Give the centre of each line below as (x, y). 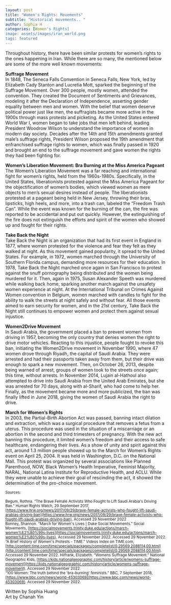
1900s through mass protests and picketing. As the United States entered (82, 117)
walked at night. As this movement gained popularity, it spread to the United (85, 251)
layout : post (19, 10)
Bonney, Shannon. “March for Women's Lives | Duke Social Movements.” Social (75, 524)
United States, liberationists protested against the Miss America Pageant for (85, 182)
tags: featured (21, 39)
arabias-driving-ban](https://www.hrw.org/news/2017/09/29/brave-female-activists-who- (84, 514)
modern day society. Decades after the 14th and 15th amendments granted (84, 133)
